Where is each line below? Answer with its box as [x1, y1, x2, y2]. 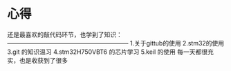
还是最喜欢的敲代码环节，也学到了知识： [7, 30, 122, 39]
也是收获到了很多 [19, 56, 68, 64]
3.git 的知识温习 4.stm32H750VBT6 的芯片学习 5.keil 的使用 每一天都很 [7, 48, 208, 56]
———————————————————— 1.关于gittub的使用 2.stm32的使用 [7, 39, 225, 47]
